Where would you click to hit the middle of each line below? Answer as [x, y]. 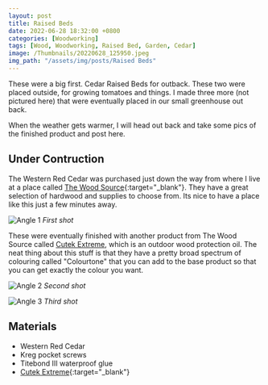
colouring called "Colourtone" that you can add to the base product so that [132, 261]
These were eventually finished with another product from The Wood [123, 236]
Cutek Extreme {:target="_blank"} [75, 371]
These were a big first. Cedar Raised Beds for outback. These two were [127, 84]
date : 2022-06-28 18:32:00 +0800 [64, 31]
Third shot [61, 301]
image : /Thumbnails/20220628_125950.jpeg [79, 53]
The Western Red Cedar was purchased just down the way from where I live [134, 178]
